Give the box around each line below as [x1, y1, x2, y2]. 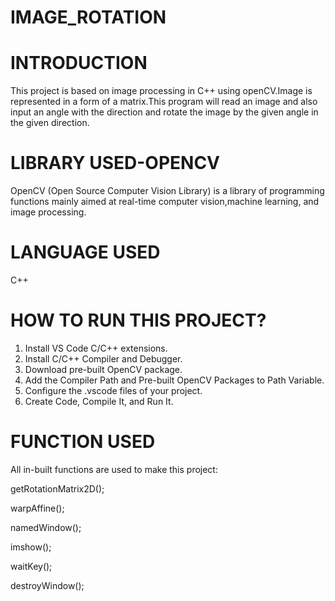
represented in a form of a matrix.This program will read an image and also [10, 96, 318, 108]
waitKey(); [10, 560, 53, 572]
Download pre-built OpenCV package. [24, 363, 183, 375]
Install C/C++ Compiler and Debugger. [24, 352, 183, 365]
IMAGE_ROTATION [10, 6, 167, 29]
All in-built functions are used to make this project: [10, 463, 218, 475]
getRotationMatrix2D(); [10, 482, 105, 495]
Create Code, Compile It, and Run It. [24, 395, 174, 407]
